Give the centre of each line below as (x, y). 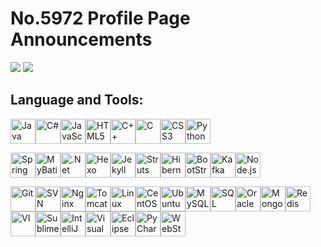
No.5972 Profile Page (100, 18)
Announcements (81, 39)
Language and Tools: (77, 100)
